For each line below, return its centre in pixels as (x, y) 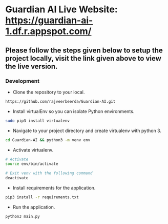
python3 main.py (23, 216)
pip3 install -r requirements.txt (42, 197)
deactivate (17, 178)
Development (23, 81)
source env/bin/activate (32, 164)
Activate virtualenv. (33, 150)
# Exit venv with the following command (49, 173)
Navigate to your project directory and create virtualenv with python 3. (87, 130)
